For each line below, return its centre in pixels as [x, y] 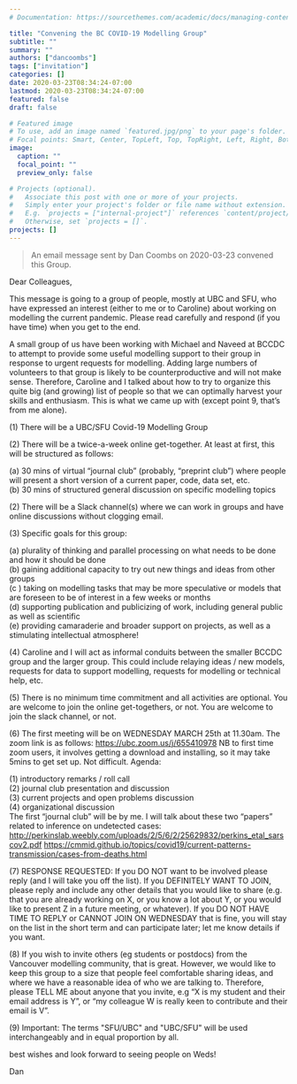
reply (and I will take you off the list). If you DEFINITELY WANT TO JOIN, [140, 880]
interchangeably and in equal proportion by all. [94, 1037]
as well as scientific [45, 616]
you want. [27, 937]
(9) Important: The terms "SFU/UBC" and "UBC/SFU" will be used [129, 1027]
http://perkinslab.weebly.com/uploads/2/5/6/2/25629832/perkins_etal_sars [147, 835]
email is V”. [30, 1011]
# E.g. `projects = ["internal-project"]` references [114, 213]
